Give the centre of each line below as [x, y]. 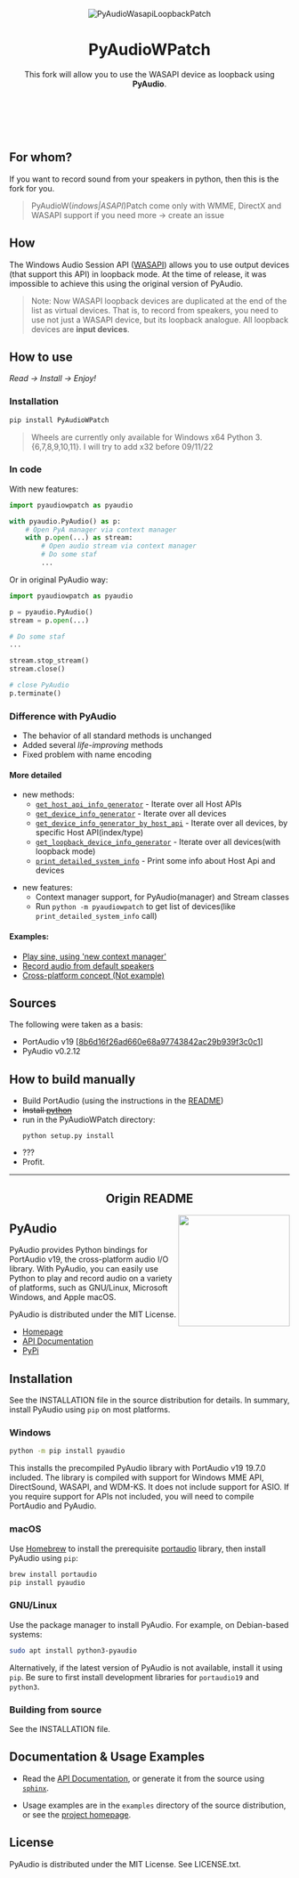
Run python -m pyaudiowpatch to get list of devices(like [135, 906]
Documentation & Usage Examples [107, 1757]
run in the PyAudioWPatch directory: [89, 1120]
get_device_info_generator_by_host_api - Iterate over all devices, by [162, 823]
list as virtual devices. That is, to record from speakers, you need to [154, 310]
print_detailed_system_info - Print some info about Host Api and [155, 861]
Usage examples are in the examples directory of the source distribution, [154, 1805]
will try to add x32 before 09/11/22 [150, 446]
